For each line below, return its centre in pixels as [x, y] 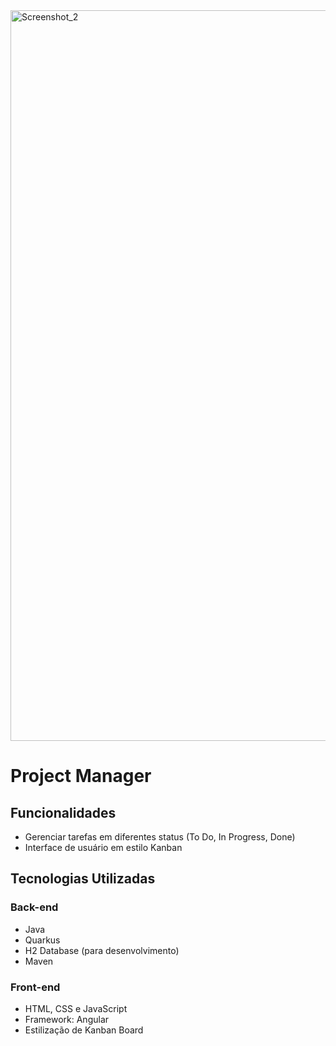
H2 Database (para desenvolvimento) [102, 950]
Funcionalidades [63, 812]
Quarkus [42, 940]
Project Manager [81, 776]
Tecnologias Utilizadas [83, 879]
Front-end [35, 987]
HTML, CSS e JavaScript [76, 1008]
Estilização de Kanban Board [84, 1030]
